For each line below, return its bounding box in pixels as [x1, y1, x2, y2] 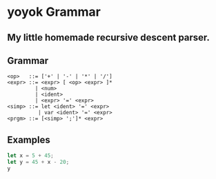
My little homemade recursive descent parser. [7, 32, 210, 43]
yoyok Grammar [7, 4, 101, 20]
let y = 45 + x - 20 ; [7, 159, 70, 166]
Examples [7, 134, 50, 145]
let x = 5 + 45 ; [7, 152, 54, 159]
